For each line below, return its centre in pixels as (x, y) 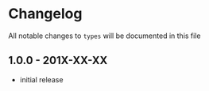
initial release (41, 79)
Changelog (45, 14)
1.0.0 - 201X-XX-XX (58, 61)
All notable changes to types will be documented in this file (104, 36)
